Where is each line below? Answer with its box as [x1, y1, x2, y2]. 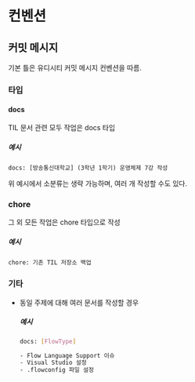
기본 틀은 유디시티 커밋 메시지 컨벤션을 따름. [8, 64, 143, 72]
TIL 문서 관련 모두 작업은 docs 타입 [8, 123, 116, 133]
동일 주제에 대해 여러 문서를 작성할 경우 [19, 297, 139, 307]
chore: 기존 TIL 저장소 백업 [8, 259, 92, 267]
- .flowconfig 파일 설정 [19, 366, 94, 374]
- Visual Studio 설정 [19, 358, 88, 367]
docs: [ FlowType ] [19, 337, 77, 345]
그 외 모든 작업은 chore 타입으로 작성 [8, 217, 121, 227]
